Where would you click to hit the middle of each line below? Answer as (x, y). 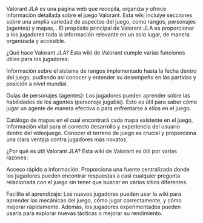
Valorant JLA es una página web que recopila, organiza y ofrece (86, 9)
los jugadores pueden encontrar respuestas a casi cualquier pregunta (93, 176)
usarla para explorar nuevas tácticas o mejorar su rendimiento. (85, 213)
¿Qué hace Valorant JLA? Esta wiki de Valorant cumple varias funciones (96, 53)
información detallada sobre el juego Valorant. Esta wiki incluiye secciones (99, 15)
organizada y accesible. (36, 41)
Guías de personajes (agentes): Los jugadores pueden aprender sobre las (98, 95)
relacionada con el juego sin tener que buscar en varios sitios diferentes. (97, 182)
